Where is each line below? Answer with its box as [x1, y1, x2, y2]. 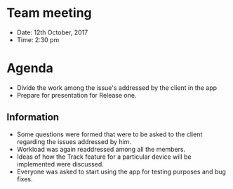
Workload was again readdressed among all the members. [16, 145, 186, 153]
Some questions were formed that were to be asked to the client [16, 130, 203, 138]
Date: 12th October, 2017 [16, 28, 88, 37]
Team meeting [6, 5, 92, 21]
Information [6, 111, 60, 124]
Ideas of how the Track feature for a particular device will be [16, 152, 192, 161]
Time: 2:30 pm [16, 35, 60, 44]
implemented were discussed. [16, 159, 105, 168]
